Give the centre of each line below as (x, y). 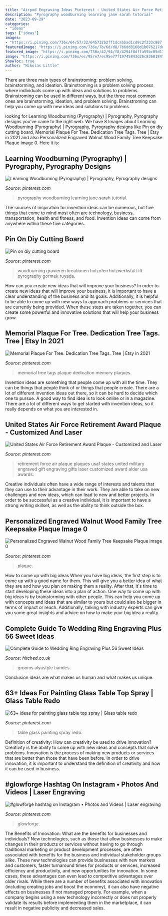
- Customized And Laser (44, 432)
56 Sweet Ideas (30, 636)
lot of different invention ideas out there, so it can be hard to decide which (81, 393)
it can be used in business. (33, 768)
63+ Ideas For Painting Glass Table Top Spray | (79, 693)
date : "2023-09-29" (25, 19)
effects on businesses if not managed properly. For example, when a (76, 892)
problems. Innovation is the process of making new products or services (80, 753)
